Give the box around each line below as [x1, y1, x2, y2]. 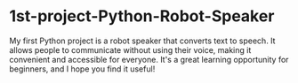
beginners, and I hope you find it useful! [9, 64, 156, 74]
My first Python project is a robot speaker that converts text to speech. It [9, 35, 276, 46]
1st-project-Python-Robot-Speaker [9, 6, 275, 26]
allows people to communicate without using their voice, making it [9, 44, 252, 55]
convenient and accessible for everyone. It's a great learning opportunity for [9, 54, 289, 64]
